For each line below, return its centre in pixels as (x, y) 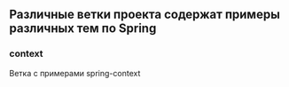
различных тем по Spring (83, 29)
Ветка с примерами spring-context (75, 73)
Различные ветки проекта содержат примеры (145, 15)
